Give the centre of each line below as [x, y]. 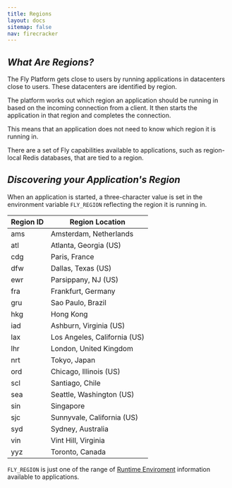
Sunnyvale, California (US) [94, 417]
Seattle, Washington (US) [92, 394]
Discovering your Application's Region [94, 180]
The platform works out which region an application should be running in [113, 100]
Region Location [97, 222]
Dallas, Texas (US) [81, 268]
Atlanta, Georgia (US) [86, 245]
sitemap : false [30, 27]
